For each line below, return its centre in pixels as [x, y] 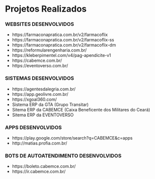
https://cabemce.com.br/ [37, 61]
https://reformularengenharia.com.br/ [49, 50]
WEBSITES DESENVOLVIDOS [39, 24]
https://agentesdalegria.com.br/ [44, 89]
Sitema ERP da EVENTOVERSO [43, 115]
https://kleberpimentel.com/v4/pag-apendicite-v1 [62, 55]
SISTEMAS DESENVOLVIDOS [39, 78]
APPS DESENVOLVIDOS [33, 127]
